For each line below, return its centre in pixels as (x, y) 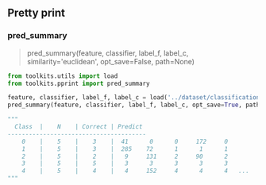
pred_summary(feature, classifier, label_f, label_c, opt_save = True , (125, 105)
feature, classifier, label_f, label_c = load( (88, 98)
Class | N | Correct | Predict (79, 127)
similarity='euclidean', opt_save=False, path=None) (111, 61)
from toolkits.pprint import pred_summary (79, 83)
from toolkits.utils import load (63, 76)
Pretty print (36, 13)
